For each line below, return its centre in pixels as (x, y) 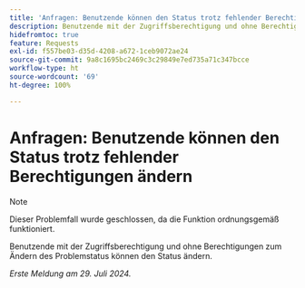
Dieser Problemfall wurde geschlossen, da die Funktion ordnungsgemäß (144, 219)
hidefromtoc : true (44, 34)
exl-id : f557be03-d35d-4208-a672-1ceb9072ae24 (99, 52)
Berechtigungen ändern (101, 176)
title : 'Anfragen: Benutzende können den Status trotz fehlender (135, 18)
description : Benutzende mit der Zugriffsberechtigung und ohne (133, 26)
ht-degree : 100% (40, 85)
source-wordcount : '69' (54, 77)
